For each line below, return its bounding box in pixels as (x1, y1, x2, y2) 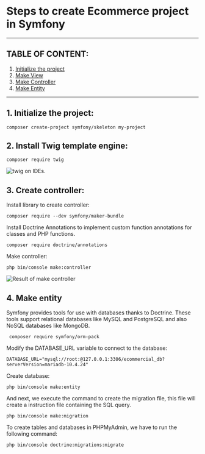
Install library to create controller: (6, 201, 90, 208)
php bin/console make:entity (6, 384, 81, 390)
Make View (15, 71, 44, 79)
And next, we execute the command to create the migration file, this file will (6, 395, 196, 402)
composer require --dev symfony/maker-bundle (6, 213, 124, 219)
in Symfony (6, 17, 65, 31)
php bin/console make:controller (6, 264, 92, 271)
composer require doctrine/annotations (6, 242, 108, 248)
